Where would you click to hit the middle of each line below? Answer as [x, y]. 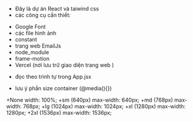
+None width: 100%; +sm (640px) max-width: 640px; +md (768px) [90, 100]
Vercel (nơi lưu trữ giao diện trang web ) [65, 65]
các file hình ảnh [36, 33]
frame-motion [32, 59]
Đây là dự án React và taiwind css [57, 9]
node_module [32, 52]
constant [26, 39]
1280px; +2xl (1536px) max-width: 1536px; [59, 113]
